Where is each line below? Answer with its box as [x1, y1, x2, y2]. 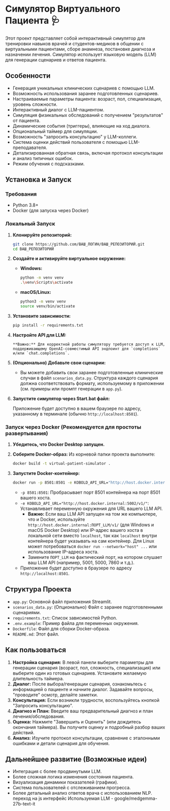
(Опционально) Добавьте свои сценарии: [12, 359, 106, 366]
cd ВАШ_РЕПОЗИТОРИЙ [12, 246, 54, 252]
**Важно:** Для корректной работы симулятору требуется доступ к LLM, [12, 342, 165, 347]
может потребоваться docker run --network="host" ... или [27, 543, 157, 549]
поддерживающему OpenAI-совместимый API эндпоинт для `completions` [12, 346, 161, 351]
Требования [5, 191, 37, 198]
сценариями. [12, 609, 41, 615]
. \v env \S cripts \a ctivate [20, 280, 73, 285]
